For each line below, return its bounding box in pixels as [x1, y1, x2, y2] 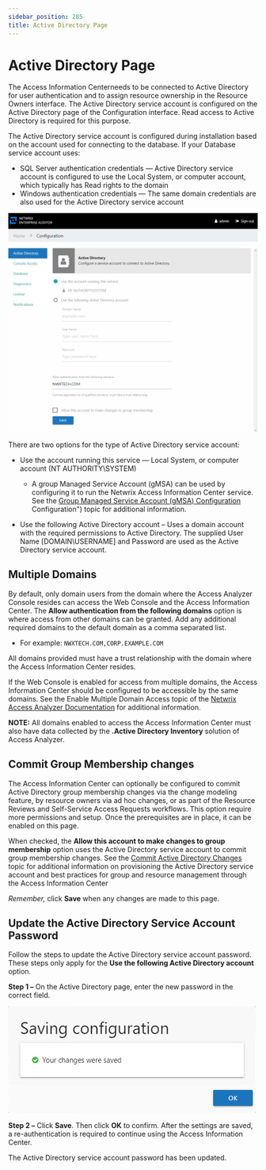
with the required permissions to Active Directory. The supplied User [19, 528, 244, 538]
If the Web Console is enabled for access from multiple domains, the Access [8, 677, 258, 686]
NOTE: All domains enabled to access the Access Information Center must [8, 717, 252, 727]
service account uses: [8, 148, 81, 158]
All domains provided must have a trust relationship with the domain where [8, 653, 252, 663]
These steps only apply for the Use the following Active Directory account [8, 958, 255, 968]
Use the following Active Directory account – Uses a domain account [19, 520, 244, 530]
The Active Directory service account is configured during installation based [8, 132, 257, 141]
